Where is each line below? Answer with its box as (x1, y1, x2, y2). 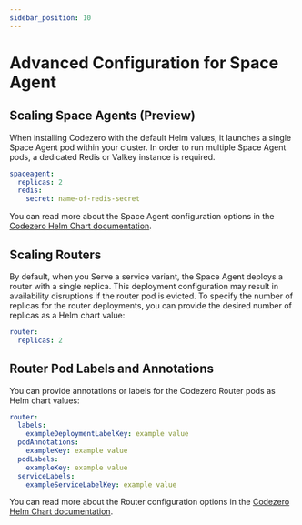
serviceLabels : (17, 471, 75, 480)
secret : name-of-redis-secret (25, 195, 141, 204)
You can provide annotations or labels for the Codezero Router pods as (9, 385, 276, 396)
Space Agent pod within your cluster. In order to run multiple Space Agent (9, 142, 287, 153)
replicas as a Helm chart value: (9, 309, 126, 320)
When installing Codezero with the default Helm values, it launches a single (9, 132, 292, 143)
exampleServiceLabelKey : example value (25, 480, 177, 490)
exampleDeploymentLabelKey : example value (25, 429, 189, 439)
